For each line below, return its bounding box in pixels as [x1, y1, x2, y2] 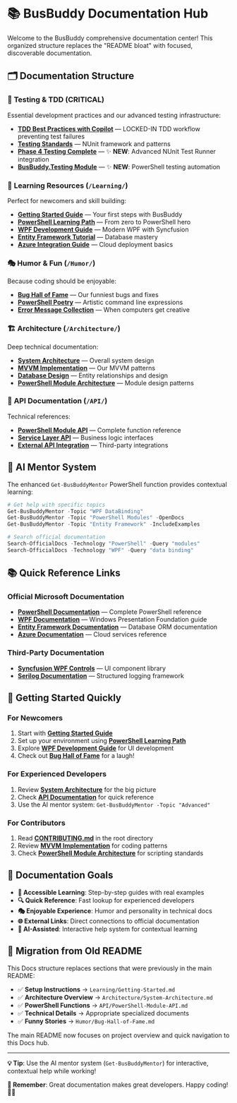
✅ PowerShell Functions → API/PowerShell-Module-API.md [17, 1001, 188, 1009]
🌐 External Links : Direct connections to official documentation [17, 917, 200, 925]
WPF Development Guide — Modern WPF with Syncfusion [17, 225, 189, 234]
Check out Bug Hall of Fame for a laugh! [17, 752, 135, 760]
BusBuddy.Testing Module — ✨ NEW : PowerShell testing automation [17, 162, 221, 171]
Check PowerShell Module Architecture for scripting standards [17, 849, 204, 857]
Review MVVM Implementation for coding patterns [17, 841, 168, 850]
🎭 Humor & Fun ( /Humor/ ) [7, 258, 96, 268]
